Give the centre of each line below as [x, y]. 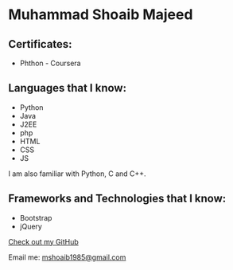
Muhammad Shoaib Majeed [101, 15]
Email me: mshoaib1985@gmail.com [67, 257]
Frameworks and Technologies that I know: [117, 199]
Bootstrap [36, 217]
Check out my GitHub [44, 241]
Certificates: [41, 44]
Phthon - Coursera [50, 63]
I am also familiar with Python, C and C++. [77, 174]
